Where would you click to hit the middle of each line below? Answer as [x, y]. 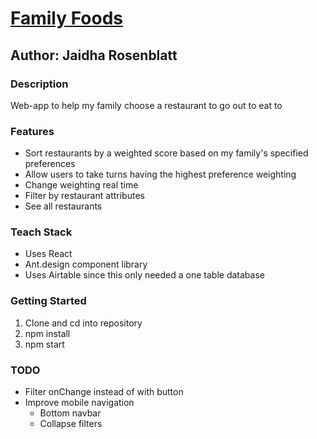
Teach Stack [41, 232]
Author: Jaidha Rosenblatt [94, 55]
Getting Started [48, 301]
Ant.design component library [86, 264]
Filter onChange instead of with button [104, 392]
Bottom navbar [70, 413]
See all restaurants [63, 206]
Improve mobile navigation [79, 403]
